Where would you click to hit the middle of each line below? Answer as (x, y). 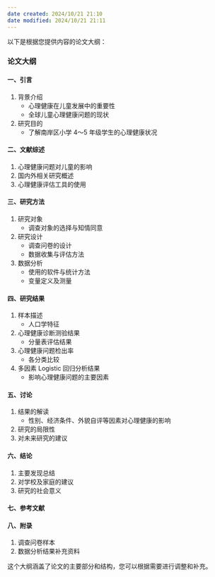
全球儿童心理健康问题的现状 (69, 115)
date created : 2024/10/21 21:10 (55, 14)
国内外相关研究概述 (46, 175)
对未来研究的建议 (42, 438)
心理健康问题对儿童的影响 (55, 166)
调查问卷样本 (36, 542)
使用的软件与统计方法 (59, 272)
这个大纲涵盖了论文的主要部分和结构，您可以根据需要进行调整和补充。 (110, 566)
